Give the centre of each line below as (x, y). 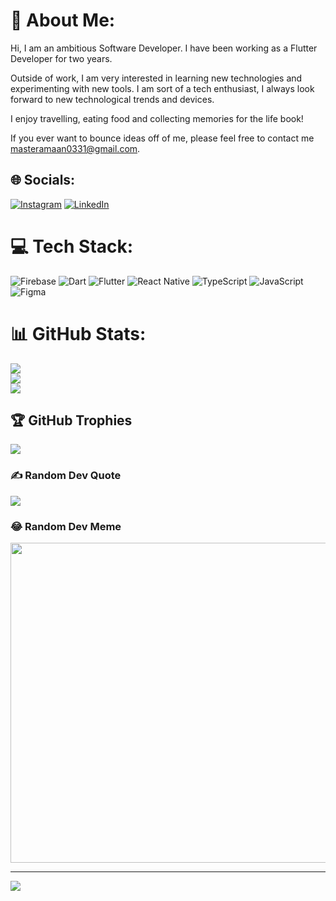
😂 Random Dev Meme (66, 526)
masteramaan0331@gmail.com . (75, 148)
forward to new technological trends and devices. (112, 99)
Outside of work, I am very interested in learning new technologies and (156, 78)
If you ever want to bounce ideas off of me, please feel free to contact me (162, 138)
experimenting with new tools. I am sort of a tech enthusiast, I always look (162, 88)
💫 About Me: (63, 20)
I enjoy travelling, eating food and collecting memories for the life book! (157, 118)
